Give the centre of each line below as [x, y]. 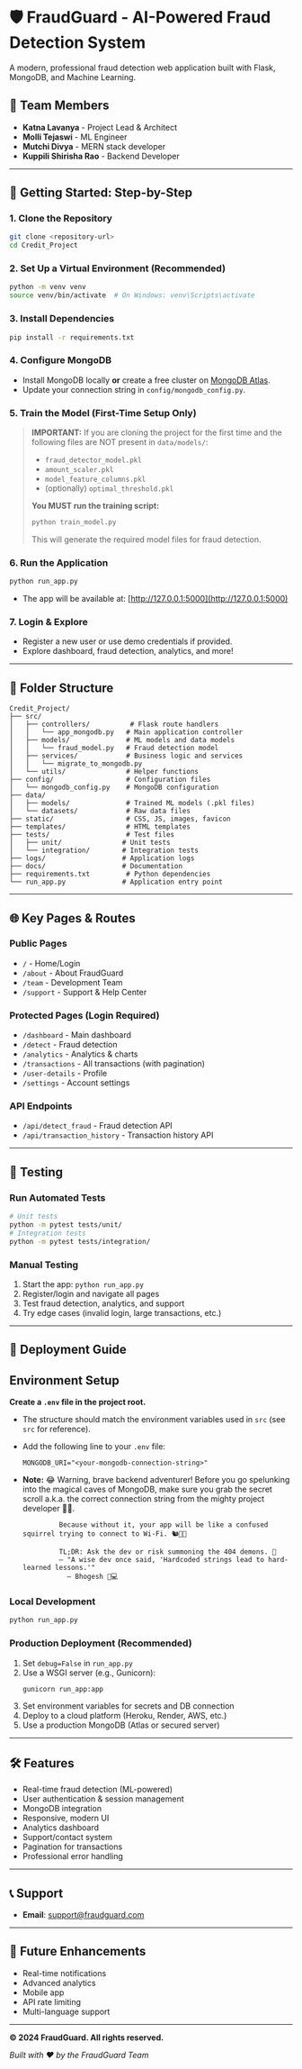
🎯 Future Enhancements [78, 1951]
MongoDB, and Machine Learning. [73, 77]
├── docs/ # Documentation [96, 867]
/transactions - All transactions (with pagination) [113, 1064]
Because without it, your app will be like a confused [164, 1525]
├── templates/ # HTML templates [100, 827]
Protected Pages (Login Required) [84, 1015]
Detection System [78, 43]
